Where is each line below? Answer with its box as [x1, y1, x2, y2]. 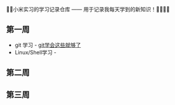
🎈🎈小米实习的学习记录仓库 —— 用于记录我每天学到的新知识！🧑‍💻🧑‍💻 [6, 6, 170, 12]
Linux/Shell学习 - [14, 48, 56, 55]
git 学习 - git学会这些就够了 [14, 41, 81, 48]
